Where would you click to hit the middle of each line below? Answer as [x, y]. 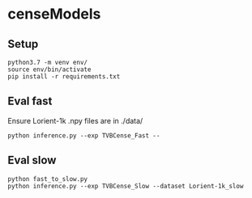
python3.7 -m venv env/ [48, 62]
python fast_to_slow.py [48, 179]
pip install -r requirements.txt [64, 77]
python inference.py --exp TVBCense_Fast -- [84, 135]
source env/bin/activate [49, 70]
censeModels [54, 14]
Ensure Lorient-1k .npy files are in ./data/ [75, 120]
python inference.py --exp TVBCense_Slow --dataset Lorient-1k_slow [126, 186]
